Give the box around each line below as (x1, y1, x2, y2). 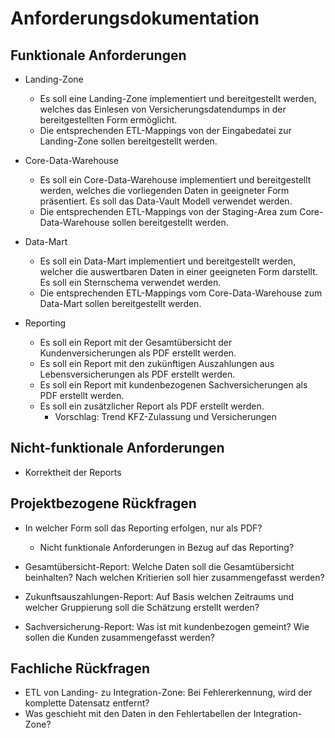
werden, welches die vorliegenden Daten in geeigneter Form (39, 185, 290, 196)
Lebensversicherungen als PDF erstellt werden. (39, 368, 236, 380)
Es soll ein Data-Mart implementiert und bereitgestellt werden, (39, 255, 297, 267)
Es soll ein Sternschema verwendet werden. (39, 277, 222, 288)
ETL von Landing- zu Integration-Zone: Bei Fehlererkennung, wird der (24, 687, 313, 699)
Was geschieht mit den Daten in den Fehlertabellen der (24, 708, 252, 720)
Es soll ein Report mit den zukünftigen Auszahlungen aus (39, 358, 275, 369)
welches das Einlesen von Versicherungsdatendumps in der (39, 103, 287, 115)
